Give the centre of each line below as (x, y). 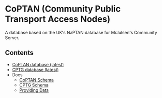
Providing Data (34, 90)
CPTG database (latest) (35, 70)
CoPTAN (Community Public (63, 9)
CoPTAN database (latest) (38, 64)
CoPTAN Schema (37, 80)
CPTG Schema (34, 85)
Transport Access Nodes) (58, 19)
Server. (12, 38)
